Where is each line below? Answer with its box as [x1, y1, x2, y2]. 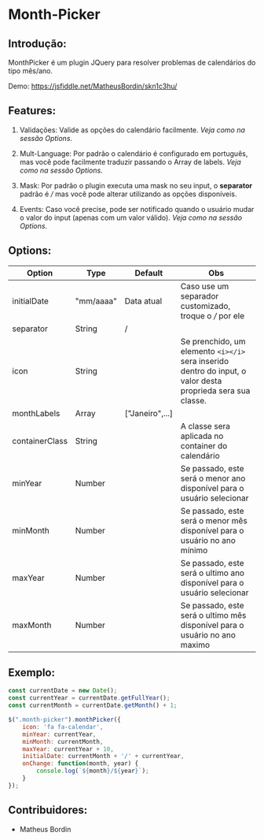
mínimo [180, 545, 208, 556]
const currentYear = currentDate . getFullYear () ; [8, 694, 170, 702]
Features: [8, 104, 57, 117]
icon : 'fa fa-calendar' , [22, 723, 104, 730]
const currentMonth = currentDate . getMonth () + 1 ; [8, 701, 178, 710]
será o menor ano [180, 473, 246, 484]
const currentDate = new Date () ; [8, 687, 118, 695]
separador [180, 290, 219, 301]
